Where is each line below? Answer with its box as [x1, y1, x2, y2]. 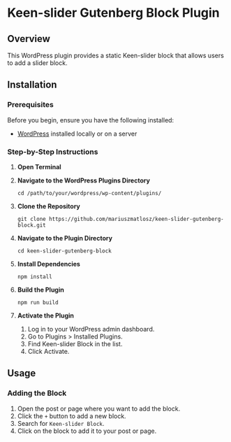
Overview [7, 33, 51, 45]
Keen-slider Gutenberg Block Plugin [7, 5, 220, 21]
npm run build [17, 299, 59, 306]
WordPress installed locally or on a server [17, 129, 137, 138]
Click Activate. [27, 347, 70, 355]
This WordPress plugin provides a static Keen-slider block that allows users [7, 51, 225, 59]
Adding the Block [7, 388, 67, 398]
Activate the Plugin [17, 311, 75, 320]
